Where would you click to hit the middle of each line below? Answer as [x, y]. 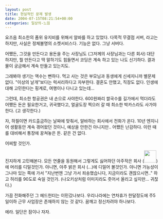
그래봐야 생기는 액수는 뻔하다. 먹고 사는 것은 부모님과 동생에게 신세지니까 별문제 [80, 76]
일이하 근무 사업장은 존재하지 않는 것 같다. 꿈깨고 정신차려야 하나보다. [71, 202]
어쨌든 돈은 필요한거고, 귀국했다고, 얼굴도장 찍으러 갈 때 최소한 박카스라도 [74, 105]
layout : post [18, 9]
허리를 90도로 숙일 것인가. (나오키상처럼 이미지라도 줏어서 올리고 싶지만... [80, 179]
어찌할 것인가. [18, 143]
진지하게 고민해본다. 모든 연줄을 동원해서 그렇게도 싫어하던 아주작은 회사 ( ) [81, 161]
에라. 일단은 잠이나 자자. [28, 212]
